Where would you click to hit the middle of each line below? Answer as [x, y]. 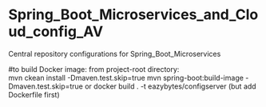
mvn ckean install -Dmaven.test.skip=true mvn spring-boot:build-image [126, 77]
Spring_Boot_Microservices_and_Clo [133, 15]
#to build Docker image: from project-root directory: [94, 69]
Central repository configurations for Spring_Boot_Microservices [115, 53]
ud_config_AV [56, 32]
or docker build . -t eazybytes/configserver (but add [171, 86]
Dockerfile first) [34, 94]
